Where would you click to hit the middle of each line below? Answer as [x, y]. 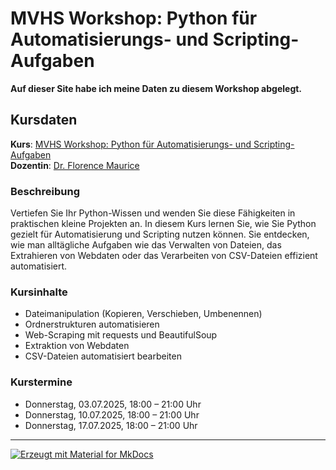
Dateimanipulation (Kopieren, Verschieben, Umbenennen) [143, 314]
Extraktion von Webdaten [77, 346]
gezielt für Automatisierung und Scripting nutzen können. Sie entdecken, [160, 234]
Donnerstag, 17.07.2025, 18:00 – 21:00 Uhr [111, 425]
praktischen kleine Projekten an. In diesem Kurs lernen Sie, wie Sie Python [163, 224]
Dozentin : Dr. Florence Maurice [75, 165]
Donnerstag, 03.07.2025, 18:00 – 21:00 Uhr [113, 404]
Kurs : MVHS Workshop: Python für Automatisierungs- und [131, 144]
